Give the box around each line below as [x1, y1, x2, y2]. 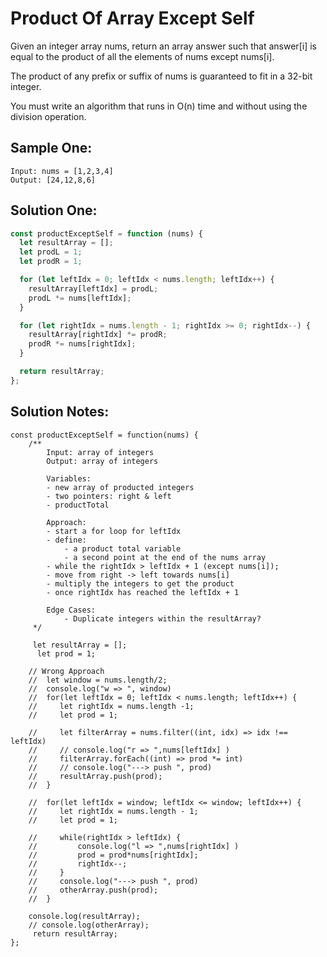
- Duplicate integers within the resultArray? [63, 613, 262, 624]
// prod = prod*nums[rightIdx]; [28, 850, 199, 860]
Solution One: [10, 202, 98, 219]
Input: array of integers [46, 447, 155, 457]
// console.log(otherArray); [28, 920, 150, 930]
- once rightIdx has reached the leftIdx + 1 [46, 587, 240, 597]
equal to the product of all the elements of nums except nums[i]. [10, 50, 275, 62]
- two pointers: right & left [46, 491, 172, 501]
